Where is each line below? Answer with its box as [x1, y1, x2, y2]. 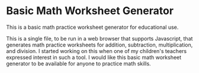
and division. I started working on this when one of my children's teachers [6, 47, 187, 54]
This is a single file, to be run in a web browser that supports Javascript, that [6, 35, 193, 42]
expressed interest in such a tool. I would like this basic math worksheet [6, 54, 182, 61]
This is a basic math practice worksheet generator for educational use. [6, 24, 179, 31]
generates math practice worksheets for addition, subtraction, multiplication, [6, 41, 193, 48]
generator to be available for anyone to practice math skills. [6, 60, 151, 67]
